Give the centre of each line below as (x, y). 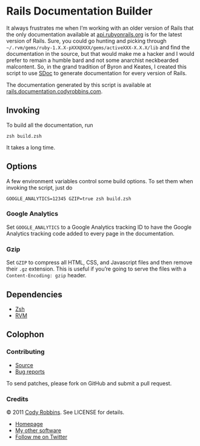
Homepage (29, 424)
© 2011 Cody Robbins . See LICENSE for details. (65, 412)
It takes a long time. (31, 147)
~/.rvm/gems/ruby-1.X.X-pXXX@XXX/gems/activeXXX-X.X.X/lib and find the (98, 47)
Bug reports (30, 371)
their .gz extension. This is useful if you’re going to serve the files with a (96, 269)
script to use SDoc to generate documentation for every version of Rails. (97, 73)
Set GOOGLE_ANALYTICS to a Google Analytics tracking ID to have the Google (99, 227)
